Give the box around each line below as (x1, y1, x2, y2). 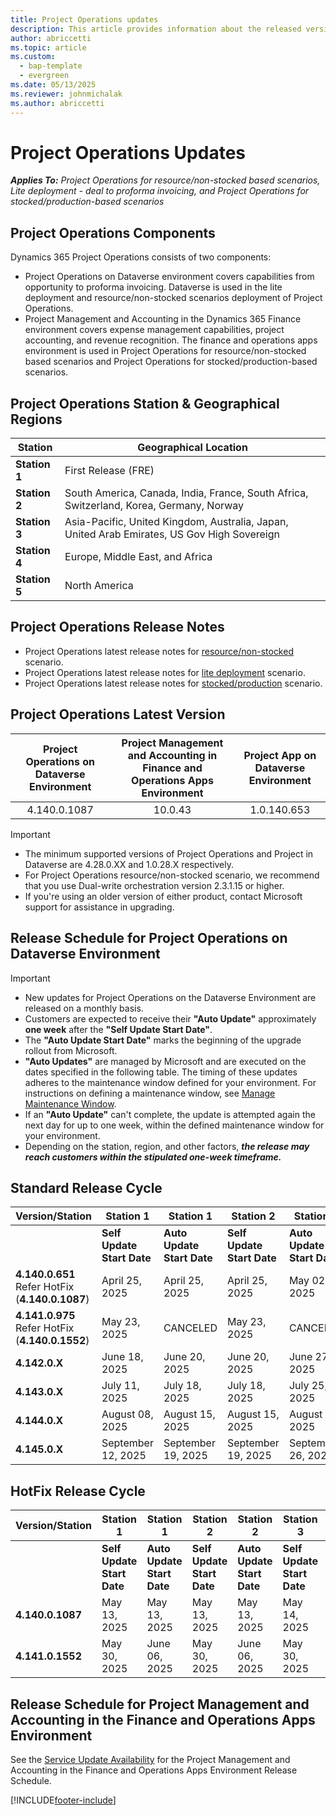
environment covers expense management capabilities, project (24, 324, 285, 336)
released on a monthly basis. (24, 1002, 144, 1014)
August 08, (101, 1407, 154, 1421)
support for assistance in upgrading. (24, 901, 175, 913)
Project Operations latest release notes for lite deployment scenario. (24, 666, 306, 678)
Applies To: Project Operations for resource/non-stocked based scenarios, (10, 174, 321, 186)
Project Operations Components (10, 224, 216, 241)
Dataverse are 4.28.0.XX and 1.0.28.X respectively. (24, 858, 235, 870)
